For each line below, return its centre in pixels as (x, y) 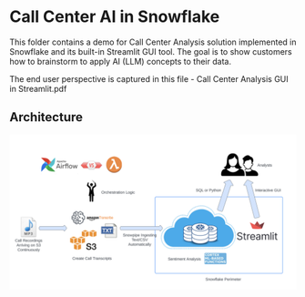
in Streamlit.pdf (38, 88)
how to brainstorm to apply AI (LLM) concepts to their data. (121, 61)
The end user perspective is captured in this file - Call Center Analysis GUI (149, 78)
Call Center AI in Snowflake (115, 17)
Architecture (46, 117)
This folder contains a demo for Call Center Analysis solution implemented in (153, 42)
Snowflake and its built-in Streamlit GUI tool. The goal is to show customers (151, 51)
